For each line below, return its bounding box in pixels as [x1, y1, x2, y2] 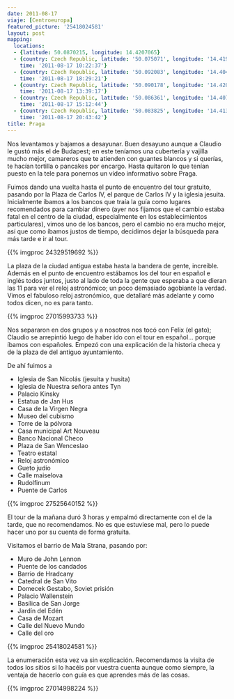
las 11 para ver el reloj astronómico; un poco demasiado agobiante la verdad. [7, 284, 227, 292]
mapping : [7, 36, 33, 43]
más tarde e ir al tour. [7, 234, 68, 243]
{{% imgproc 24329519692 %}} [7, 248, 99, 256]
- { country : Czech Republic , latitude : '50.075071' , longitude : [13, 56, 204, 63]
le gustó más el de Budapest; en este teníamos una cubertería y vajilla [7, 147, 208, 155]
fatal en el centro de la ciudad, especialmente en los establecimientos [7, 212, 208, 220]
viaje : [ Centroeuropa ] [7, 17, 73, 24]
